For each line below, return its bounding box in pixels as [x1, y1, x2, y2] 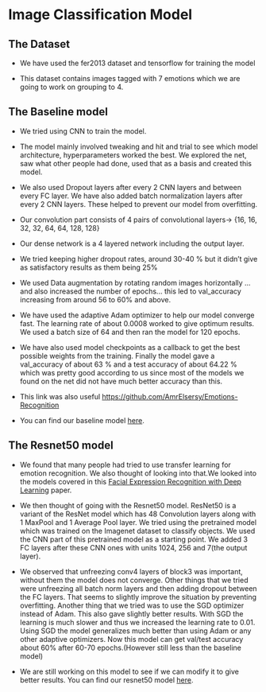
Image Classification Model [8, 6, 193, 24]
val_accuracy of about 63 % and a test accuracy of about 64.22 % [19, 360, 238, 369]
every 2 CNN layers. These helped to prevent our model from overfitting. [19, 199, 258, 208]
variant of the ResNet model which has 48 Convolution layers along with [19, 509, 256, 519]
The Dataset [8, 37, 70, 51]
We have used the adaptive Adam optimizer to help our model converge [19, 310, 255, 320]
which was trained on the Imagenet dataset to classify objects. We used [19, 526, 256, 535]
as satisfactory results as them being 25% [19, 262, 158, 272]
